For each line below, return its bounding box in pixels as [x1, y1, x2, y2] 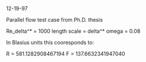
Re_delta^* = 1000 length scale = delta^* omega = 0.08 [6, 27, 141, 35]
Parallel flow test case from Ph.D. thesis [6, 16, 103, 23]
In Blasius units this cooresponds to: [6, 39, 95, 46]
